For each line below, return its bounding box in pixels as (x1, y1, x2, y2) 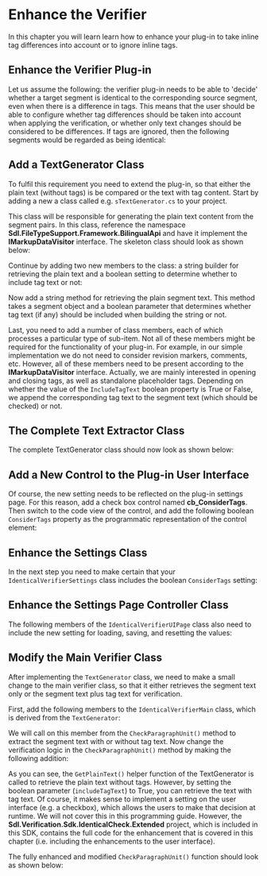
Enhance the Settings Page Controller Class (8, 598, 229, 612)
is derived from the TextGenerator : (8, 712, 121, 722)
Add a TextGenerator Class (8, 158, 145, 172)
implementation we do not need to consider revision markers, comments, (8, 350, 248, 360)
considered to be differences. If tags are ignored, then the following (8, 126, 230, 136)
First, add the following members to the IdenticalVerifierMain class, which (8, 704, 256, 714)
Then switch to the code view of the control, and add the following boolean (8, 506, 254, 515)
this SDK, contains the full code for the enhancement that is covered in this (8, 828, 253, 837)
